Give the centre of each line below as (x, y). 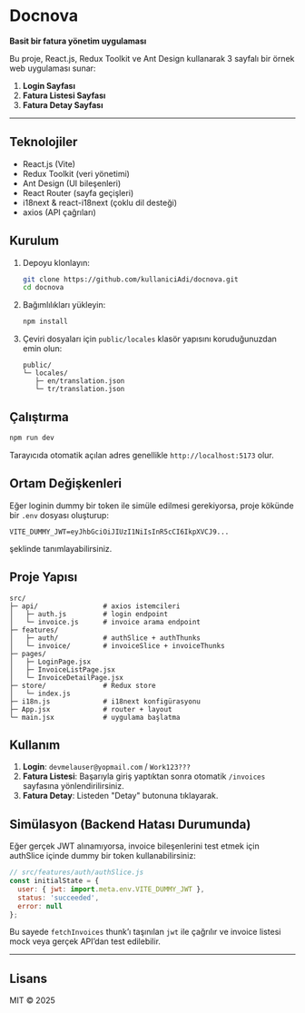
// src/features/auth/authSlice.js (77, 872)
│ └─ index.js (40, 693)
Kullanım (35, 745)
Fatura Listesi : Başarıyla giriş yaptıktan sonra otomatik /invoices (144, 776)
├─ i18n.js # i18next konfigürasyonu (105, 701)
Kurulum (34, 241)
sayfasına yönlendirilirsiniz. (73, 786)
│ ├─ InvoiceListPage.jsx (63, 669)
